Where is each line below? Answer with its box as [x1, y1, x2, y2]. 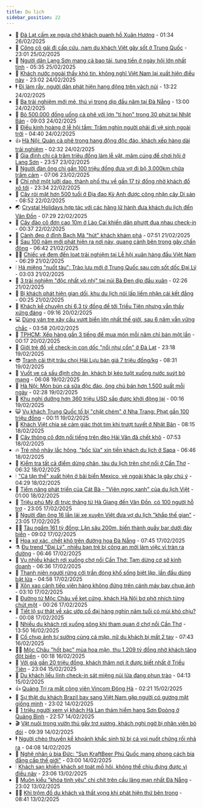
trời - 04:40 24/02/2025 [14, 130, 76, 137]
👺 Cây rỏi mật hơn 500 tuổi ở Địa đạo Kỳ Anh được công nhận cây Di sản [14, 190, 196, 197]
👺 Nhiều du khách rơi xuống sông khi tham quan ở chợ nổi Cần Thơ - [14, 620, 186, 627]
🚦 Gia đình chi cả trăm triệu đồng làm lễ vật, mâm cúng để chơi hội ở [14, 152, 185, 159]
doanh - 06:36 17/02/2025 [14, 562, 82, 569]
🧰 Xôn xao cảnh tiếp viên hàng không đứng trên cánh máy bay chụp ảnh [14, 582, 195, 589]
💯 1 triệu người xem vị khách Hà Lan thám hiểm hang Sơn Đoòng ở [14, 706, 179, 713]
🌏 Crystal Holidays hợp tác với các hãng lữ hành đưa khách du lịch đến [14, 204, 193, 211]
